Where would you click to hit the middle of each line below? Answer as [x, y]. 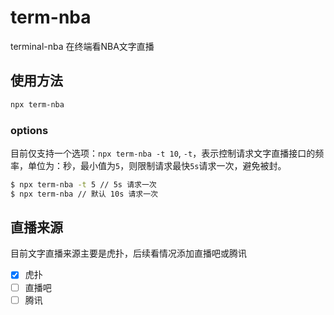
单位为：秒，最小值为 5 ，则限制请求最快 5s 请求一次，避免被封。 [157, 165]
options [29, 130]
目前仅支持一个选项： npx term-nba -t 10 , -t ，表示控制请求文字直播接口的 [163, 153]
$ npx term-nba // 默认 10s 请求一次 [84, 194]
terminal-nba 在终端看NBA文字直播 [82, 46]
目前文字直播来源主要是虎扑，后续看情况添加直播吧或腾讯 [128, 253]
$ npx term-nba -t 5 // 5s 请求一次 [83, 184]
